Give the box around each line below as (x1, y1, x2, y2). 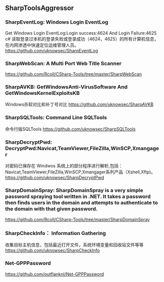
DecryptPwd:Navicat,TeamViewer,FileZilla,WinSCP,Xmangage (5, 145, 160, 152)
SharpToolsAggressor (5, 4, 74, 12)
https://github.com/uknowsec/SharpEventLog (5, 47, 98, 53)
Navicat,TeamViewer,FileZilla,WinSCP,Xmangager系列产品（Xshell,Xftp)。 (5, 169, 156, 175)
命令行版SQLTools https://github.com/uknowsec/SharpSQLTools (5, 126, 136, 132)
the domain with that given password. (5, 205, 98, 212)
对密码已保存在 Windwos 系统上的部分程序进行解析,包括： (5, 162, 123, 168)
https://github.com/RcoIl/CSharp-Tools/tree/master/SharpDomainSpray (5, 217, 150, 223)
